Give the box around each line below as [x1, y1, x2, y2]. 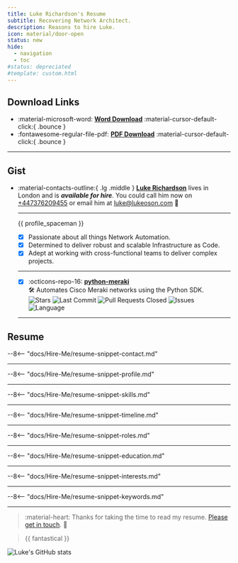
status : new [7, 37, 42, 44]
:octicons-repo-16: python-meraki [28, 278, 130, 286]
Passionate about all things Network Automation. [28, 233, 171, 241]
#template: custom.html [7, 70, 78, 77]
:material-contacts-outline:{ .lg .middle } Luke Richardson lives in [17, 184, 209, 192]
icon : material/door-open [7, 30, 84, 38]
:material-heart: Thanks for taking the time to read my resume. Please [24, 513, 228, 522]
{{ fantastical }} [24, 534, 69, 543]
